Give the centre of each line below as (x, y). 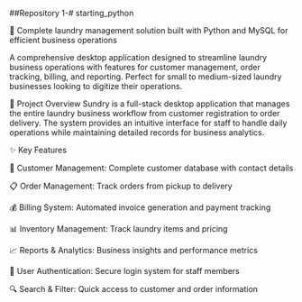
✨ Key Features (38, 150)
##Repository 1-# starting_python (72, 13)
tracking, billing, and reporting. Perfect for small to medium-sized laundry (146, 77)
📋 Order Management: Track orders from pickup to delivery (121, 186)
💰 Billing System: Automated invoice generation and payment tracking (140, 207)
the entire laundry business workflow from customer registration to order (145, 113)
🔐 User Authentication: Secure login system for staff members (125, 271)
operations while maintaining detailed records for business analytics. (137, 133)
